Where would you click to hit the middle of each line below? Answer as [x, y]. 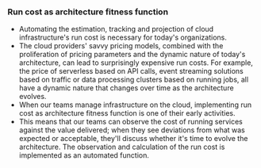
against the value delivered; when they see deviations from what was [132, 130]
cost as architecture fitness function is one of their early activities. [127, 113]
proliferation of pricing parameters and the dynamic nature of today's [132, 55]
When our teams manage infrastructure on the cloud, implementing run [135, 105]
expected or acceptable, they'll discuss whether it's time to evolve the [133, 139]
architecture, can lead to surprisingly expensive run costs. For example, [136, 63]
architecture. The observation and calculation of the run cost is [122, 147]
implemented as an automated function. [84, 155]
